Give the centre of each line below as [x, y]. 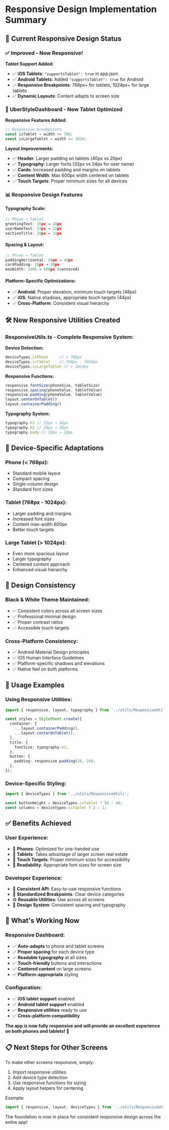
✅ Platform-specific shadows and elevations [59, 663]
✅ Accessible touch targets [41, 628]
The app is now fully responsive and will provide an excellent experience [82, 1026]
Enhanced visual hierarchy [40, 569]
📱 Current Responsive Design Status [63, 39]
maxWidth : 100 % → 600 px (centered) [43, 270]
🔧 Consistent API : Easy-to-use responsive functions [67, 889]
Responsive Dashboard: [35, 935]
